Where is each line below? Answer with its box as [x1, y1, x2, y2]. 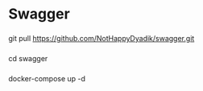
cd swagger [8, 54, 48, 64]
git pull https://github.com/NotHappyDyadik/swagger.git [8, 34, 195, 43]
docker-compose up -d [8, 73, 86, 83]
